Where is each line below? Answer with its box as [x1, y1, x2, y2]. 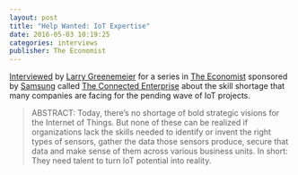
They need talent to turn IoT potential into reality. [31, 155, 212, 166]
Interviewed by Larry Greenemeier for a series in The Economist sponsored [9, 71, 288, 82]
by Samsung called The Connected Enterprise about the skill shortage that [9, 81, 285, 92]
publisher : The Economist [9, 47, 106, 56]
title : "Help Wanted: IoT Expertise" [9, 22, 151, 31]
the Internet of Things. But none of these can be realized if [31, 118, 249, 128]
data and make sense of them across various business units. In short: [31, 145, 289, 157]
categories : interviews [9, 38, 99, 48]
